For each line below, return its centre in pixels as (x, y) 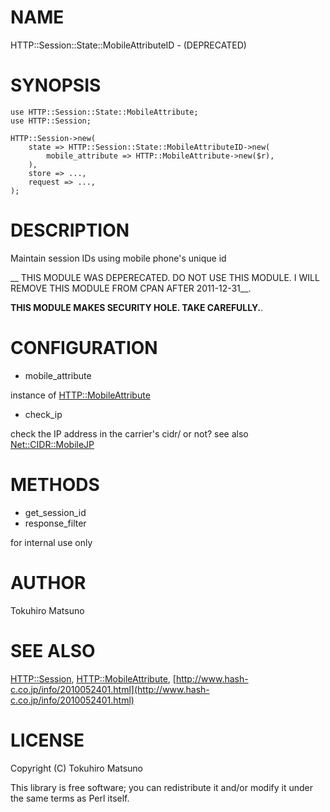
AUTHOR (48, 582)
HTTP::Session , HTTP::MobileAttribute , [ (93, 678)
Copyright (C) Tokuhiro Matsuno (76, 768)
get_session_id (55, 512)
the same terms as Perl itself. (70, 798)
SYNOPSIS (56, 85)
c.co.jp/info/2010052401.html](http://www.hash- (110, 689)
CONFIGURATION (84, 348)
